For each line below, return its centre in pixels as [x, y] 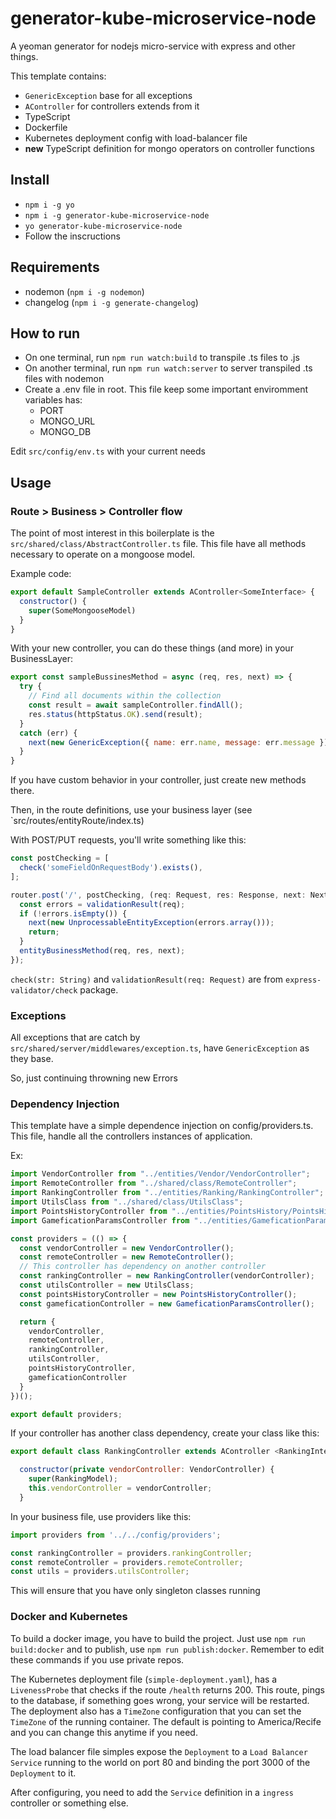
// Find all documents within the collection [125, 696]
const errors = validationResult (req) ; [102, 904]
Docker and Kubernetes [69, 1617]
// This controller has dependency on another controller [143, 1267]
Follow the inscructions [72, 236]
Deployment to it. [43, 1773]
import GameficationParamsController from [100, 1220]
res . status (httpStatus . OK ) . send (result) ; [115, 714]
